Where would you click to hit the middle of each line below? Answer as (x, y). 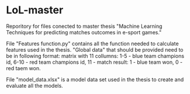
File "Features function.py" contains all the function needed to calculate (93, 44)
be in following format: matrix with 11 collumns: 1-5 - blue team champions (95, 56)
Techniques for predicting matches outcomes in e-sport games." (84, 32)
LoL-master (35, 10)
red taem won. (23, 68)
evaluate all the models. (34, 85)
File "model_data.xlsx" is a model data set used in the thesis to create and (95, 79)
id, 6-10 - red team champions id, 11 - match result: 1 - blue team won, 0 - (94, 62)
